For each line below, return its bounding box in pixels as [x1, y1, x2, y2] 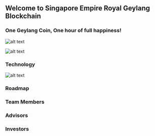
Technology [5, 60, 35, 67]
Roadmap [5, 85, 29, 92]
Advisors [5, 112, 28, 119]
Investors [5, 125, 29, 132]
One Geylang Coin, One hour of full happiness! [5, 27, 122, 34]
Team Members [5, 98, 44, 105]
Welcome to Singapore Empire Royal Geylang [5, 4, 150, 13]
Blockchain [5, 12, 41, 21]
